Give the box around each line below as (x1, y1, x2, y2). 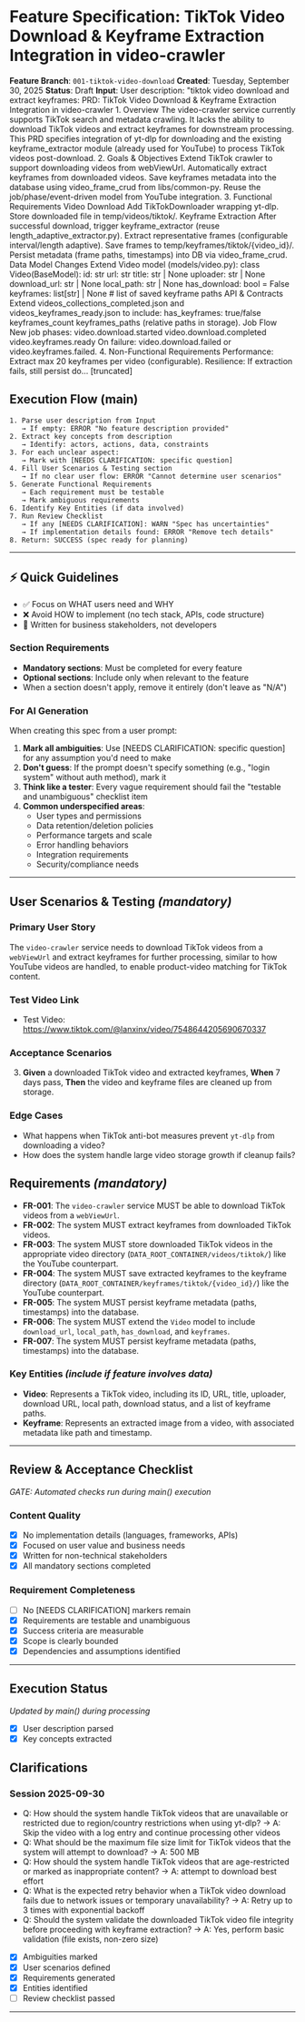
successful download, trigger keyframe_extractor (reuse (9, 220, 221, 231)
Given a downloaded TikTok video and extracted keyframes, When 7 (22, 1067, 280, 1078)
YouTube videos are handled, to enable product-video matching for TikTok (9, 960, 288, 971)
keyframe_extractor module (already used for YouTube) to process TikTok (9, 143, 285, 154)
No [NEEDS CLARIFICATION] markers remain (22, 1604, 192, 1615)
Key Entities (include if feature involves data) (9, 1367, 213, 1380)
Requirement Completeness (9, 1584, 136, 1597)
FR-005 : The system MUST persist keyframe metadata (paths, (22, 1296, 257, 1307)
